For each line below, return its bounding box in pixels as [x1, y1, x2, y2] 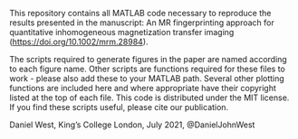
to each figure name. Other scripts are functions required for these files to [9, 63, 285, 74]
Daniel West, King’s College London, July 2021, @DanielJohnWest [9, 119, 255, 130]
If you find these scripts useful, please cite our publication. [9, 102, 229, 112]
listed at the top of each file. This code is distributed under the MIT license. [9, 92, 290, 103]
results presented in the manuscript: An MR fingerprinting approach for [9, 17, 274, 28]
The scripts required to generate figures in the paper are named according [9, 54, 287, 64]
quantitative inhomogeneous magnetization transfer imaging [9, 27, 235, 37]
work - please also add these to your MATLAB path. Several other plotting [9, 73, 285, 84]
